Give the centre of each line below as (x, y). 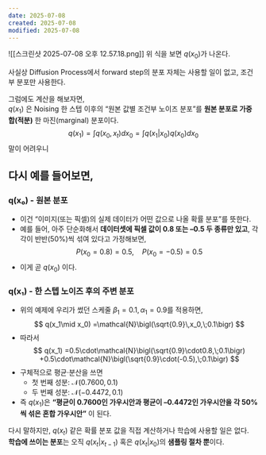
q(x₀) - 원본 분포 (38, 201)
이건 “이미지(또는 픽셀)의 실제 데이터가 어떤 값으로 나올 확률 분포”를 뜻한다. (135, 219)
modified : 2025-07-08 (44, 30)
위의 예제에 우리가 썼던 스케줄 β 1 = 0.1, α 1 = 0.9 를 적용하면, (112, 311)
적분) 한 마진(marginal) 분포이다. (68, 120)
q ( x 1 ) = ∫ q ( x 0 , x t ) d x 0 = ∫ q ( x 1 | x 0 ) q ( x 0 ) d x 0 (133, 134)
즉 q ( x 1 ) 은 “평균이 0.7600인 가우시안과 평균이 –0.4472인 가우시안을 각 (130, 403)
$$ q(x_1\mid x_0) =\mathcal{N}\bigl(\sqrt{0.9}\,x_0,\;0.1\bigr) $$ (139, 324)
